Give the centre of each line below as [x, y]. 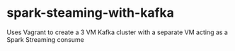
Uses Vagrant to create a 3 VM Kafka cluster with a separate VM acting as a [117, 32]
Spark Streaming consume [45, 39]
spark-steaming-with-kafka [91, 13]
